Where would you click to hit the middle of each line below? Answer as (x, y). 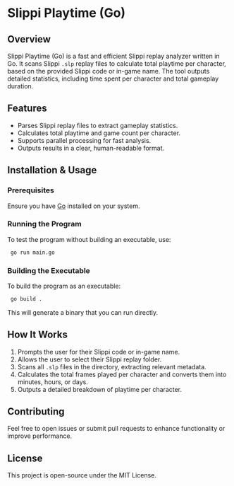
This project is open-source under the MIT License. (82, 475)
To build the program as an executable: (64, 286)
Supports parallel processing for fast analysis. (84, 140)
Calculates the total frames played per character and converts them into (122, 374)
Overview (29, 39)
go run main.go (32, 253)
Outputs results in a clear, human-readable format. (91, 148)
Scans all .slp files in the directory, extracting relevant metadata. (112, 366)
